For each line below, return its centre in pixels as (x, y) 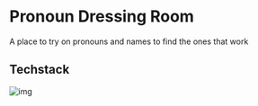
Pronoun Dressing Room (102, 17)
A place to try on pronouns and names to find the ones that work (129, 41)
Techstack (40, 70)
